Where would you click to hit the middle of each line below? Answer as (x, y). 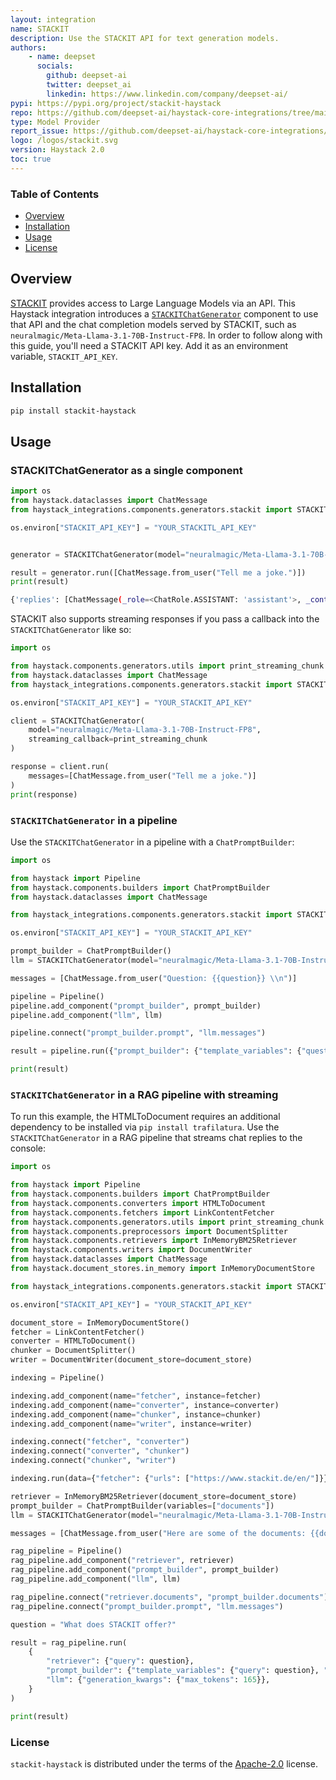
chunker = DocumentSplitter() (73, 1351)
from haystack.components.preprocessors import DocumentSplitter (149, 1231)
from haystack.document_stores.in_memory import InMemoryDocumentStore (162, 1269)
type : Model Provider (55, 122)
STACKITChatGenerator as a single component (126, 470)
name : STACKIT (40, 29)
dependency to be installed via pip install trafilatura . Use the (145, 1127)
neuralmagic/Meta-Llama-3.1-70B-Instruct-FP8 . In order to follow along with (166, 335)
